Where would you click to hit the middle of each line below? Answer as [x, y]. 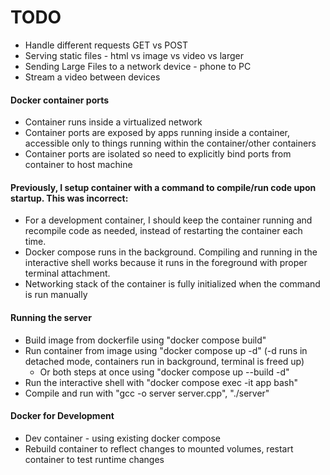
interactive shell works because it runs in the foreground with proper [166, 263]
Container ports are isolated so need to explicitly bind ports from [158, 154]
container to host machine [78, 165]
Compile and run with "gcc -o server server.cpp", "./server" [147, 393]
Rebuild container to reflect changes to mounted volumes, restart [159, 448]
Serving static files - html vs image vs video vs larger [134, 55]
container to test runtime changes [94, 459]
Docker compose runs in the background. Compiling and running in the [171, 252]
